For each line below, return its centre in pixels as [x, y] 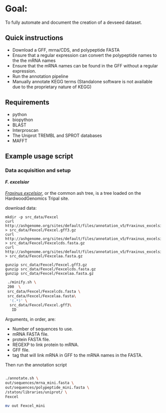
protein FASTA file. [31, 340]
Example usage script [39, 156]
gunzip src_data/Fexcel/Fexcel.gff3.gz [46, 265]
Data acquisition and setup [38, 170]
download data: [21, 208]
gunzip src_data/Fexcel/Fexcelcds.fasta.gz [51, 269]
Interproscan [25, 130]
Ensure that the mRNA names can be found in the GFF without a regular [85, 65]
